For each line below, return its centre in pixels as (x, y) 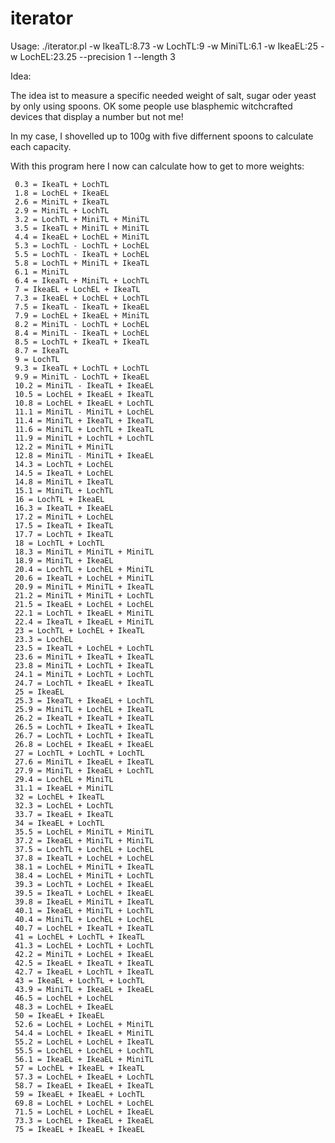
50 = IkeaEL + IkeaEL (59, 1015)
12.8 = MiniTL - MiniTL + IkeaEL (84, 455)
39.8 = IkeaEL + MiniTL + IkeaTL (84, 902)
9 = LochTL (37, 359)
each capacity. (41, 146)
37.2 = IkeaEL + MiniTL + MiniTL (84, 840)
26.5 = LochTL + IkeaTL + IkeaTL (84, 727)
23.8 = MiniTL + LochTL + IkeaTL (84, 665)
